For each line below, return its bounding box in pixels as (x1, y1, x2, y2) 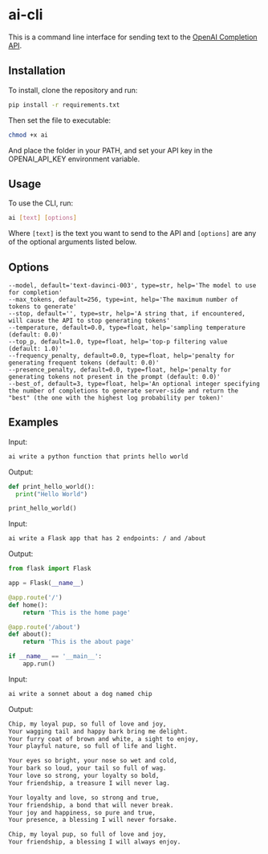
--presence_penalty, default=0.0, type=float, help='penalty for (8, 366, 231, 374)
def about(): (8, 630, 52, 639)
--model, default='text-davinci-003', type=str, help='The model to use (8, 282, 257, 290)
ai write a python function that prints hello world (8, 452, 189, 461)
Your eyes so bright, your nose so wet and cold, (8, 757, 178, 765)
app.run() (22, 660, 56, 668)
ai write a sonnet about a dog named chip (8, 689, 152, 697)
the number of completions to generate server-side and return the (8, 387, 239, 395)
